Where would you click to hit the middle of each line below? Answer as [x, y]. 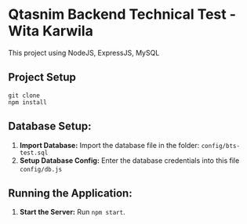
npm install [27, 102]
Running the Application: [70, 193]
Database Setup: [50, 126]
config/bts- [221, 146]
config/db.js [41, 169]
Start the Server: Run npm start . [72, 212]
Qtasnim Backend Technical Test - [122, 14]
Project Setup [42, 77]
